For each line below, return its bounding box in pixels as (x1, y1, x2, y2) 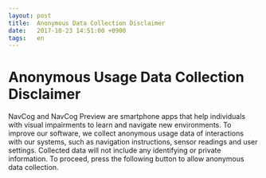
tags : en (8, 34, 45, 42)
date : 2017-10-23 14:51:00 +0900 (8, 26, 127, 34)
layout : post (8, 11, 52, 20)
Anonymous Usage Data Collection (8, 69, 244, 86)
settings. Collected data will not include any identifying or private (8, 145, 221, 156)
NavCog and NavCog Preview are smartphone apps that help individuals (8, 112, 245, 121)
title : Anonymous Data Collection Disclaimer (8, 19, 166, 27)
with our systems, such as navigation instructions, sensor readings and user (8, 137, 258, 147)
